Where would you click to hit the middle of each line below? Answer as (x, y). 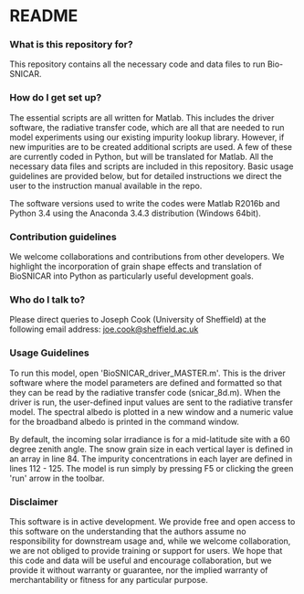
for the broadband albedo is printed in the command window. (125, 421)
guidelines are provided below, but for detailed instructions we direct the (146, 175)
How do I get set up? (56, 98)
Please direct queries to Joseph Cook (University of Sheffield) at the (138, 320)
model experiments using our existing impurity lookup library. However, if (147, 137)
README (44, 16)
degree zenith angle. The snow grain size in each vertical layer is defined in (152, 449)
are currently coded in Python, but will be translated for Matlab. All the (142, 156)
